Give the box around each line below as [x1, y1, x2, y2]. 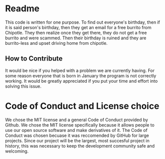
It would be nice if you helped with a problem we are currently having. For [5, 67, 155, 73]
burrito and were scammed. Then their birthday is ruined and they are [5, 35, 147, 41]
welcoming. [5, 148, 29, 154]
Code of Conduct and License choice [5, 100, 160, 111]
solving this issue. [5, 83, 42, 89]
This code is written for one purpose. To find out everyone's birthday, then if [5, 19, 160, 25]
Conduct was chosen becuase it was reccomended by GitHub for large [5, 132, 149, 138]
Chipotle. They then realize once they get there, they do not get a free [5, 30, 147, 35]
